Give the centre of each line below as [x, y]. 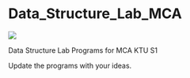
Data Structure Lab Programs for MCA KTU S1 [83, 50]
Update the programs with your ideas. [70, 65]
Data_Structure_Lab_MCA [95, 14]
